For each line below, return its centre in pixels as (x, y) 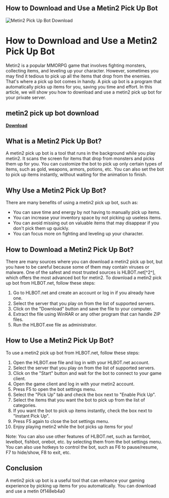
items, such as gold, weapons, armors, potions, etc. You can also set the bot (85, 169)
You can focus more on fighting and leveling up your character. (78, 234)
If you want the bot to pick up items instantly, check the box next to (82, 410)
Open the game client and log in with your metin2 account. (74, 384)
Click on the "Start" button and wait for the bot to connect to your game (87, 373)
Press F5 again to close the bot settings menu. (61, 421)
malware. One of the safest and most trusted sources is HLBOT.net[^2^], (81, 272)
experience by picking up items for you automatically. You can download (81, 485)
